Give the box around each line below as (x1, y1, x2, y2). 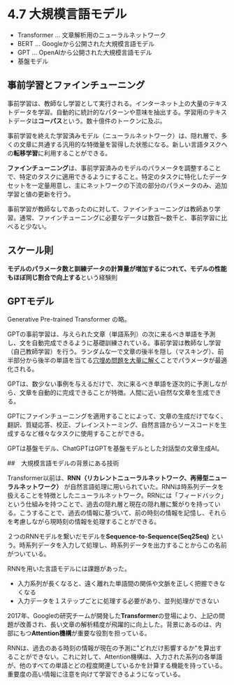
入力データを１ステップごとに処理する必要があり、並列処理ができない (17, 597, 220, 605)
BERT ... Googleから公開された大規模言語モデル (17, 39, 155, 47)
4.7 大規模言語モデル (7, 6, 127, 22)
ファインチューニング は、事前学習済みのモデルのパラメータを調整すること (7, 163, 221, 172)
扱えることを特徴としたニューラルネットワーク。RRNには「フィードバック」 (7, 491, 227, 499)
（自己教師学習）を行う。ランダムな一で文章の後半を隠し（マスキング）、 (7, 347, 218, 356)
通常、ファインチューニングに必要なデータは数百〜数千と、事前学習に (19, 213, 221, 222)
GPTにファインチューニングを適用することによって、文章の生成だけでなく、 (7, 412, 227, 421)
